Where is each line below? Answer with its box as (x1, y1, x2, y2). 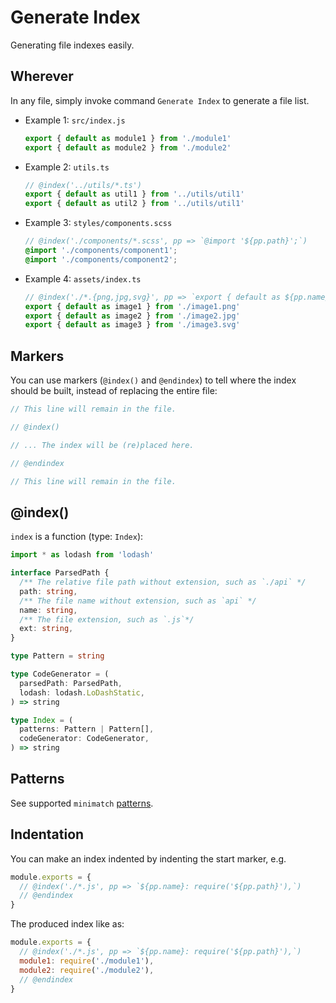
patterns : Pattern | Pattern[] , (19, 724, 155, 735)
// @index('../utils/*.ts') (24, 180, 142, 190)
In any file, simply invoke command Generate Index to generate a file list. (10, 94, 310, 106)
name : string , (19, 605, 78, 615)
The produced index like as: (10, 918, 125, 930)
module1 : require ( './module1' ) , (19, 956, 155, 966)
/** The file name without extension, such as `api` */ (19, 596, 257, 606)
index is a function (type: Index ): (10, 531, 144, 543)
